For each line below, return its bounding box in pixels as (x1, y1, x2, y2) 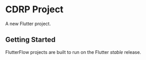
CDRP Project (5, 4, 64, 15)
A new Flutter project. (5, 21, 51, 27)
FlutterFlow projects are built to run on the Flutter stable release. (5, 49, 141, 55)
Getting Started (5, 35, 56, 44)
